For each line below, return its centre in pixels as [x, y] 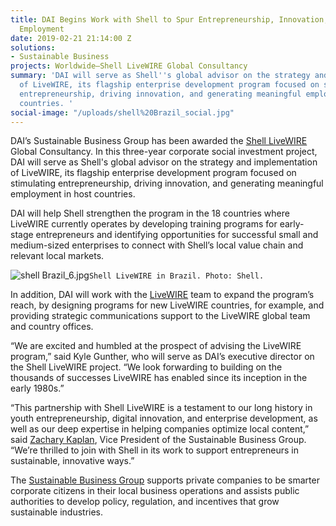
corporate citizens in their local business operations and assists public [155, 491]
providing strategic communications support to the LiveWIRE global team [160, 316]
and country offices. [52, 327]
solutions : [33, 47]
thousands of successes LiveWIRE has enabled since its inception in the [159, 378]
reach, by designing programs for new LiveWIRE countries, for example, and [167, 305]
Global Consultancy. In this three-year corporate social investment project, [164, 152]
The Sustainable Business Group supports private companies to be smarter [165, 480]
